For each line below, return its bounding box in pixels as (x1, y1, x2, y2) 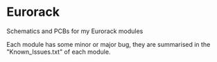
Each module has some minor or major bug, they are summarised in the (6, 40, 211, 48)
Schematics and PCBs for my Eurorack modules (6, 27, 144, 35)
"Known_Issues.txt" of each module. (6, 48, 111, 56)
